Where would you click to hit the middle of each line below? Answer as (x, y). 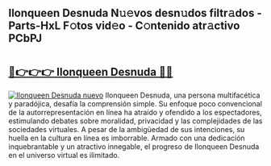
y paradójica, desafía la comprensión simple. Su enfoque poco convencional (135, 104)
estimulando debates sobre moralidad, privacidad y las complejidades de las (135, 121)
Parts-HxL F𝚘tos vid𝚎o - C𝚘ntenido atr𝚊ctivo (124, 26)
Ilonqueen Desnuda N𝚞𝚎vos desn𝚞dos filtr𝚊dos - (135, 13)
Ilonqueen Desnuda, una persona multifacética (183, 95)
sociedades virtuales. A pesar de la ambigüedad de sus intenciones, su (127, 129)
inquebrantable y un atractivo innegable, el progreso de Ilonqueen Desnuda (134, 147)
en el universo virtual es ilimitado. (64, 155)
